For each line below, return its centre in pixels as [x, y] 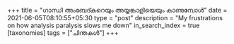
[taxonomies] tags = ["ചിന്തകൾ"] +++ [63, 33]
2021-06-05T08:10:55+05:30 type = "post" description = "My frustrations [115, 18]
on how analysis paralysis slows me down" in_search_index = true [104, 25]
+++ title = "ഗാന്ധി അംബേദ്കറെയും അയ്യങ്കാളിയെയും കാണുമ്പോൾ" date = [117, 10]
